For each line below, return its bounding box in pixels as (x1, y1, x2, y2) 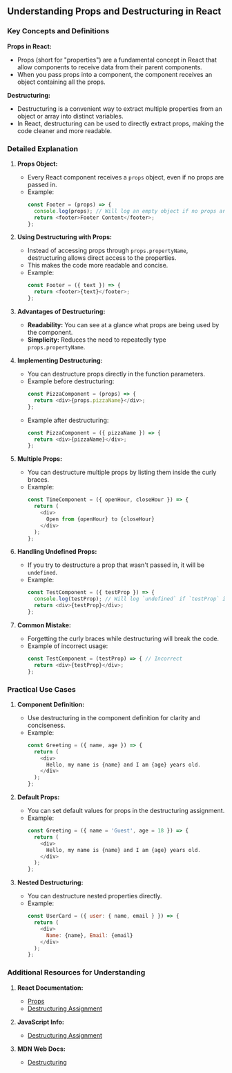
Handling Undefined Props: (17, 548, 97, 556)
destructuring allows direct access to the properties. (27, 254, 177, 262)
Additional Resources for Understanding (7, 968, 146, 977)
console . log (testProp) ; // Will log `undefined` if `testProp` (33, 595, 220, 602)
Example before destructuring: (27, 377, 115, 385)
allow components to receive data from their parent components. (17, 62, 202, 71)
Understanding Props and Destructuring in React (7, 6, 222, 17)
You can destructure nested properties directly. (27, 892, 162, 900)
